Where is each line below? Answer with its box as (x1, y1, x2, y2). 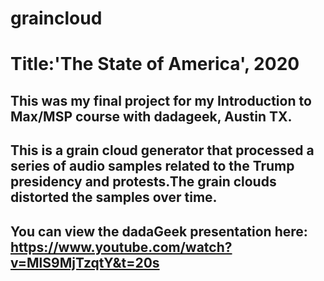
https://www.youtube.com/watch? (10, 238, 233, 256)
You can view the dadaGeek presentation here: (10, 223, 308, 240)
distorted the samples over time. (10, 189, 218, 206)
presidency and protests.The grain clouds (10, 173, 277, 191)
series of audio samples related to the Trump (10, 158, 295, 175)
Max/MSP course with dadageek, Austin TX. (10, 108, 293, 125)
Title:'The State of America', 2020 (10, 53, 300, 76)
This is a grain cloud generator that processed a (10, 142, 315, 159)
